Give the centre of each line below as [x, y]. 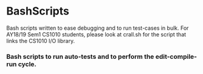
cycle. [27, 64]
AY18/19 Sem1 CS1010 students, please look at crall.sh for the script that [96, 34]
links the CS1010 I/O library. [40, 41]
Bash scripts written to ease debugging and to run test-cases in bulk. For [98, 28]
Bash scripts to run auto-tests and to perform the [80, 56]
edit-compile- [176, 56]
